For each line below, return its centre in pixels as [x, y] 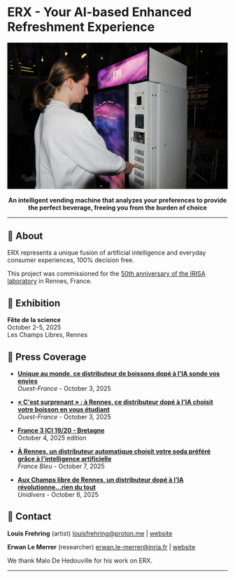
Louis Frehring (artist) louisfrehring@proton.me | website [90, 533]
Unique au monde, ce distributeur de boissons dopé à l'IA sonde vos [119, 374]
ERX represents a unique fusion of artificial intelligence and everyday [107, 253]
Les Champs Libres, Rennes [48, 335]
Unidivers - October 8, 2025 [58, 495]
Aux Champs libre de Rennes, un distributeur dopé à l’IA [100, 480]
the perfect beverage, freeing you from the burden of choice [117, 208]
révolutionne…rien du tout [56, 487]
